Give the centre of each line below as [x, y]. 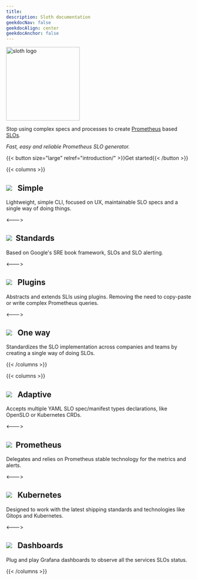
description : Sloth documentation [49, 17]
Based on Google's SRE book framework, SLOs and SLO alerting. [85, 252]
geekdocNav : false [29, 22]
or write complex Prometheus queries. [52, 303]
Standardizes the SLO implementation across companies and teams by [92, 347]
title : [14, 11]
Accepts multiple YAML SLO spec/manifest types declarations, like [87, 409]
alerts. [14, 465]
